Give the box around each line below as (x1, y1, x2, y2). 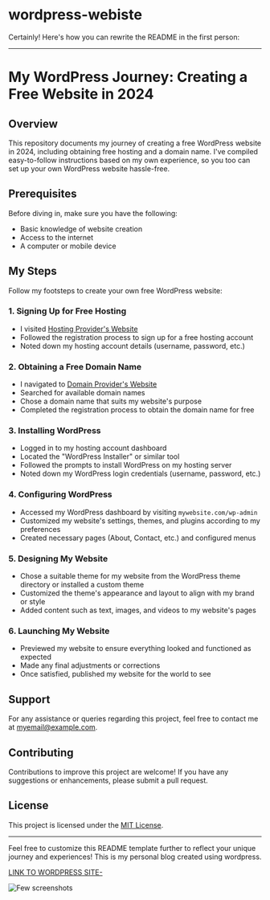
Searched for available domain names (19, 388, 145, 398)
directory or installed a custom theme (19, 580, 145, 590)
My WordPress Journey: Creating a (8, 68, 248, 86)
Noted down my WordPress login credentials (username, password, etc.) (19, 468, 261, 479)
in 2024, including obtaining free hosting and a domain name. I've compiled (8, 146, 259, 156)
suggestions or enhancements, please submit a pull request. (8, 775, 209, 785)
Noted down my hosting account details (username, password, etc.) (19, 341, 245, 350)
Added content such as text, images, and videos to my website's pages (19, 605, 257, 616)
